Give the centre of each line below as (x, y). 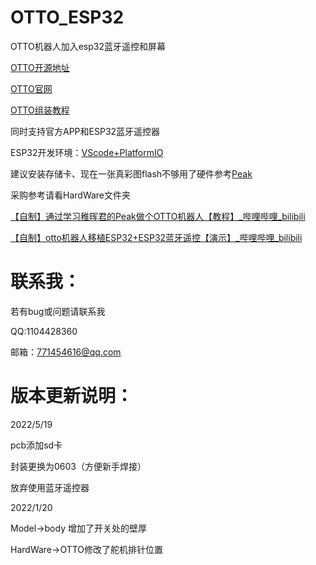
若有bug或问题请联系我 (58, 311)
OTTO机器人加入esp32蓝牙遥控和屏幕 (88, 46)
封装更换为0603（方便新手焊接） (78, 466)
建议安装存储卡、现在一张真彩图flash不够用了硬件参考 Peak (131, 173)
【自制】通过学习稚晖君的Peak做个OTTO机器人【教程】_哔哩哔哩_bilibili (158, 216)
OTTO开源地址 (40, 67)
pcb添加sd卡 (36, 445)
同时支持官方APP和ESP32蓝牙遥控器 (85, 131)
